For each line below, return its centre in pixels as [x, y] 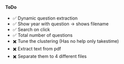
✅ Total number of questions [43, 35]
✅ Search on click [31, 30]
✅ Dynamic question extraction [45, 18]
